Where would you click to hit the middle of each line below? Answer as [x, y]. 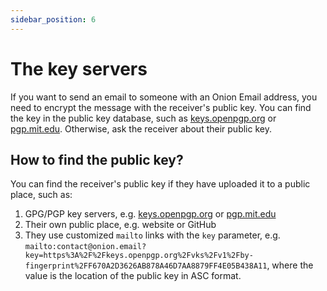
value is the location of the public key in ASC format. [133, 276]
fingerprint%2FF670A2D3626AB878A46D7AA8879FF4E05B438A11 [146, 266]
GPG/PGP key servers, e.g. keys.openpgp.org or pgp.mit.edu [150, 214]
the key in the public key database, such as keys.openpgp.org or [143, 118]
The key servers [79, 68]
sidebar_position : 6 [53, 19]
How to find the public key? [97, 159]
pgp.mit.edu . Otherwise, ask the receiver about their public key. [141, 128]
